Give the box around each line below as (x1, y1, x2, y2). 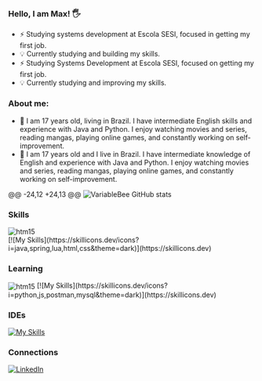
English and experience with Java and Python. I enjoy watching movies (19, 158, 249, 167)
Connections (8, 347, 59, 358)
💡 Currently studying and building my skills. (19, 49, 161, 59)
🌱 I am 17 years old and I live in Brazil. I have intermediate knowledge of (19, 149, 251, 158)
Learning (8, 263, 43, 274)
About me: (8, 98, 49, 109)
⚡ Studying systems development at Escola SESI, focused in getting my (19, 30, 251, 39)
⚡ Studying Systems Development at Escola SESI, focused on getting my (19, 59, 255, 68)
